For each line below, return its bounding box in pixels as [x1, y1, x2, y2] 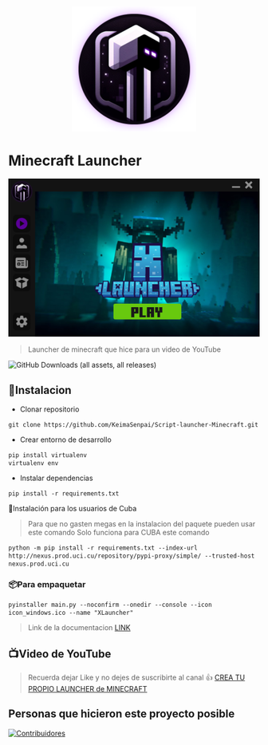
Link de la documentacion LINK [27, 623, 131, 633]
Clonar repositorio [19, 404, 80, 414]
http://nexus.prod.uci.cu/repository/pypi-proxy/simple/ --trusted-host [8, 552, 255, 560]
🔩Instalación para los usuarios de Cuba [8, 503, 137, 513]
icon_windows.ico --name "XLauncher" [8, 609, 134, 617]
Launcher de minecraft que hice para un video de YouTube [27, 345, 222, 354]
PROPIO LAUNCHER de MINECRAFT [27, 684, 148, 694]
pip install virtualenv [8, 451, 88, 459]
